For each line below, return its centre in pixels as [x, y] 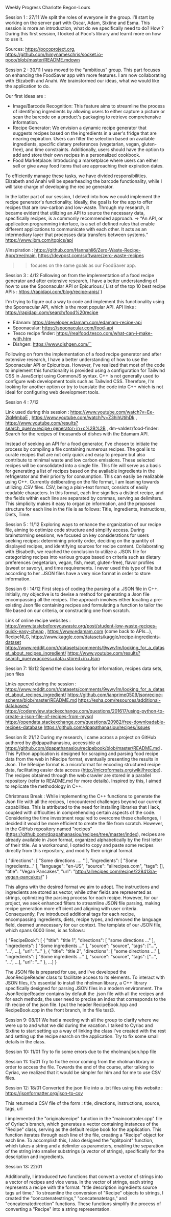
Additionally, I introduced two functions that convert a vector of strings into [84, 1177]
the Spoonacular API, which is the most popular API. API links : [71, 307]
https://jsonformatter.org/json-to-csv [44, 1093]
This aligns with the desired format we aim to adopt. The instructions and [82, 887]
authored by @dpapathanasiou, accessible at [53, 743]
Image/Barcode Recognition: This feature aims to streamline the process [89, 106]
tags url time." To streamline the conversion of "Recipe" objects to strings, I [84, 1193]
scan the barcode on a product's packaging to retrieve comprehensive [87, 117]
